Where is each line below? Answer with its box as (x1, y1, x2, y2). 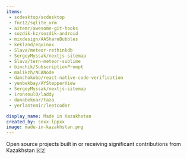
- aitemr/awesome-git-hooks (8, 25, 78, 31)
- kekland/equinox (8, 42, 55, 48)
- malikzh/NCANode (8, 69, 55, 75)
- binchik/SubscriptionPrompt (8, 63, 84, 70)
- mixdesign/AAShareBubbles (8, 36, 78, 42)
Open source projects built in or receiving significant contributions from (6, 141, 181, 148)
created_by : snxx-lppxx (6, 119, 65, 125)
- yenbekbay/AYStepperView (8, 81, 76, 87)
